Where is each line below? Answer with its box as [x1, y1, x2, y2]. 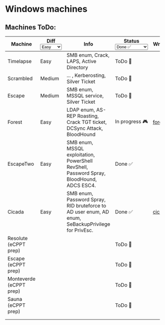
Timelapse [7, 58, 32, 64]
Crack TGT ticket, [66, 119, 107, 125]
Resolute [7, 235, 28, 241]
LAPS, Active [66, 58, 97, 64]
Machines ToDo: [5, 23, 56, 31]
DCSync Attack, [66, 125, 103, 131]
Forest [7, 119, 23, 125]
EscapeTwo [7, 161, 34, 167]
